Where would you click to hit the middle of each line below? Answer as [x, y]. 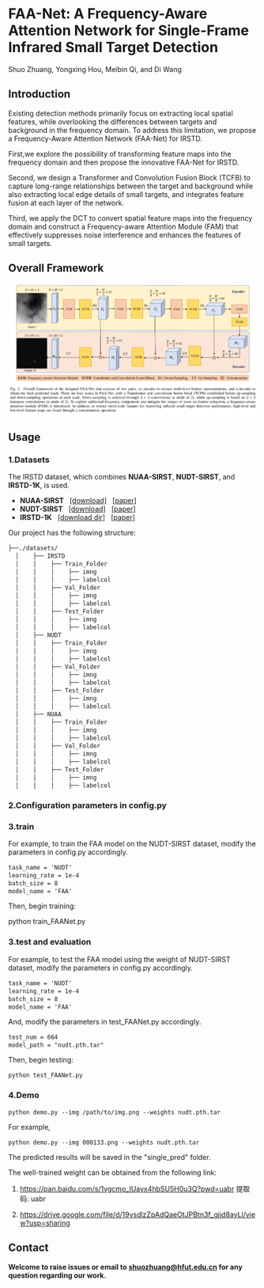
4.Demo [24, 1095]
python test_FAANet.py [45, 1075]
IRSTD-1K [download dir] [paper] [77, 517]
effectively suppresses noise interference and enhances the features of [124, 235]
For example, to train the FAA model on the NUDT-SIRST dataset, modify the [132, 844]
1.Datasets [29, 460]
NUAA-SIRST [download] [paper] [78, 501]
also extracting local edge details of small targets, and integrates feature [126, 194]
